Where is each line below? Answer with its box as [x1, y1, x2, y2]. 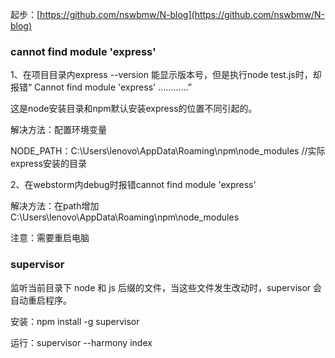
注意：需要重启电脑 [10, 232, 90, 244]
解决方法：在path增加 [10, 200, 100, 212]
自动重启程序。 [10, 294, 72, 306]
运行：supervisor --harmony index [10, 336, 153, 348]
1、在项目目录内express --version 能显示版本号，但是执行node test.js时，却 [10, 69, 322, 81]
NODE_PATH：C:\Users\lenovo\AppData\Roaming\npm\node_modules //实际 [10, 145, 326, 157]
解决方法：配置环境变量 [10, 124, 107, 136]
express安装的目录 [10, 158, 88, 170]
